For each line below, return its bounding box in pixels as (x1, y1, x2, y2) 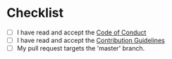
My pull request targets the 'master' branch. (16, 44, 145, 53)
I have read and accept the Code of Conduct (16, 28, 147, 37)
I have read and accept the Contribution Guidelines (16, 37, 165, 44)
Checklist (6, 5, 64, 21)
